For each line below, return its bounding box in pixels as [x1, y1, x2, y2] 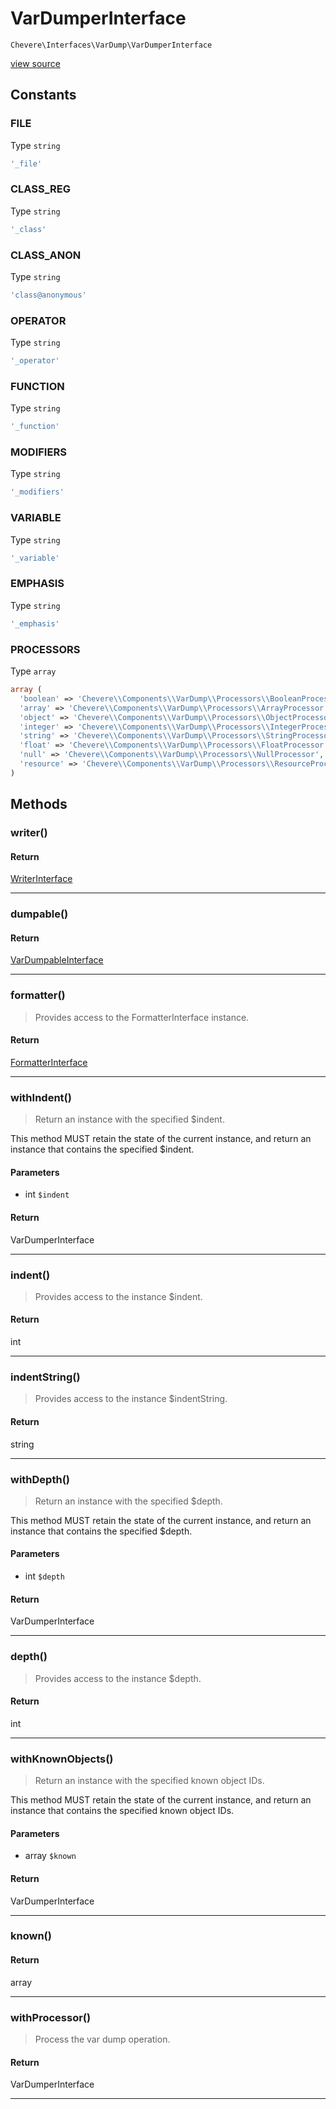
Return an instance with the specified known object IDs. [34, 1775, 265, 1787]
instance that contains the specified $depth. [10, 1525, 193, 1537]
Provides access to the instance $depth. [34, 1672, 202, 1684]
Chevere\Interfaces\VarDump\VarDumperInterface [10, 40, 213, 50]
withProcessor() [10, 2010, 92, 2024]
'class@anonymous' [10, 290, 87, 300]
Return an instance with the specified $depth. [34, 1495, 223, 1507]
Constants [10, 87, 77, 104]
